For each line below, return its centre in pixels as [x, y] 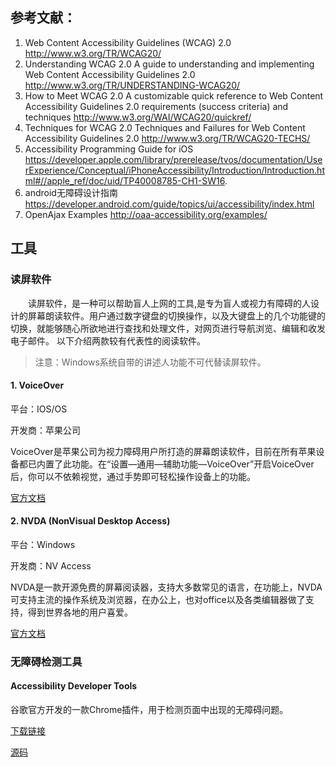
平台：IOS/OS [39, 409]
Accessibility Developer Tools [74, 686]
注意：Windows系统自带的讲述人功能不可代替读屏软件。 [150, 362]
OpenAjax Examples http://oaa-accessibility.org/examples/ [146, 214]
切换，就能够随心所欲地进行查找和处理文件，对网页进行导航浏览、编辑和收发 [168, 328]
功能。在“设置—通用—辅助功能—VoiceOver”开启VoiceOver [193, 464]
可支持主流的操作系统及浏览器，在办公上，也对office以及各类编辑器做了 [158, 599]
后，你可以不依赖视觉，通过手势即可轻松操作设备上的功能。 [133, 476]
